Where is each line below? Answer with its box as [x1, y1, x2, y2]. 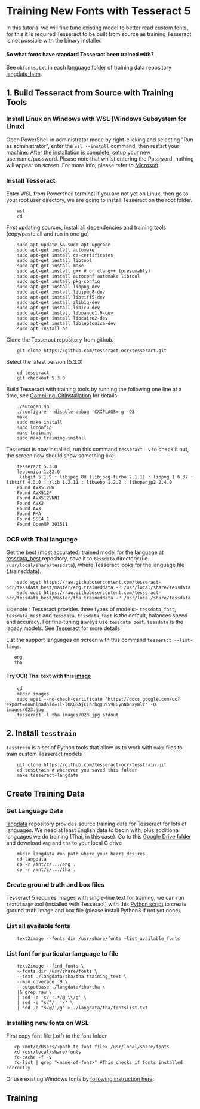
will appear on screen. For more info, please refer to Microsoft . [6, 161, 160, 168]
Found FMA [17, 511, 42, 517]
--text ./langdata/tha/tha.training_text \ [17, 974, 127, 980]
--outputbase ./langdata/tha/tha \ [17, 984, 106, 990]
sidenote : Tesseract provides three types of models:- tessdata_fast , [6, 605, 176, 613]
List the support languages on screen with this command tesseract [6, 637, 172, 644]
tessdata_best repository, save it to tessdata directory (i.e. [6, 555, 149, 562]
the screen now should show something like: [6, 452, 116, 459]
